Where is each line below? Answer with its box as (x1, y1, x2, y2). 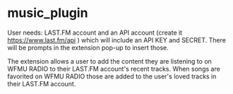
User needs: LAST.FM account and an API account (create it (7, 28, 182, 37)
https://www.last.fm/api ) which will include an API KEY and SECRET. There (7, 35, 226, 44)
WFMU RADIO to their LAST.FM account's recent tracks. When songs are (7, 64, 220, 73)
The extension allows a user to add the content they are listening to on (7, 57, 212, 65)
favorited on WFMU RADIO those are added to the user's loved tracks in (7, 72, 217, 81)
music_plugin (7, 5, 88, 21)
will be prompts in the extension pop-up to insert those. (7, 43, 169, 52)
